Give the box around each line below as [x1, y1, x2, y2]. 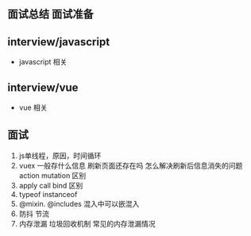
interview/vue [7, 80, 79, 94]
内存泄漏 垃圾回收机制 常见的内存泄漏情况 [18, 219, 156, 228]
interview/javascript [7, 35, 110, 48]
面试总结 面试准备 [7, 7, 94, 21]
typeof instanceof [18, 189, 78, 199]
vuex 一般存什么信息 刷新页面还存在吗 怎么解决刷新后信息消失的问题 [18, 161, 243, 170]
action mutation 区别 [18, 170, 87, 180]
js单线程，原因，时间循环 [18, 150, 102, 161]
